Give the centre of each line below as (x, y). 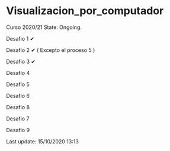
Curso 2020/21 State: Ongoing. (44, 27)
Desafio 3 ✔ (21, 61)
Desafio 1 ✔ (20, 38)
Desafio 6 (18, 96)
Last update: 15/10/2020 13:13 (42, 141)
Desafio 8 (18, 107)
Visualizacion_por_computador (85, 11)
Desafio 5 (18, 84)
